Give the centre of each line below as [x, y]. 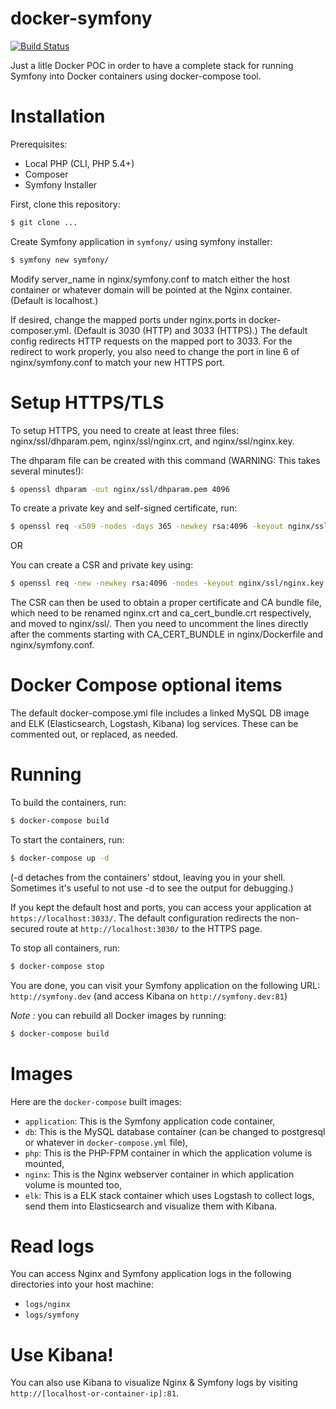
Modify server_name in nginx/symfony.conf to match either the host [150, 279]
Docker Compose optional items [146, 685]
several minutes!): [47, 471]
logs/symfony [52, 1315]
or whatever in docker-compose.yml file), [106, 1142]
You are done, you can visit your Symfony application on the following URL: [165, 985]
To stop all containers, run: [65, 948]
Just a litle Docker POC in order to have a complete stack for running [152, 65]
